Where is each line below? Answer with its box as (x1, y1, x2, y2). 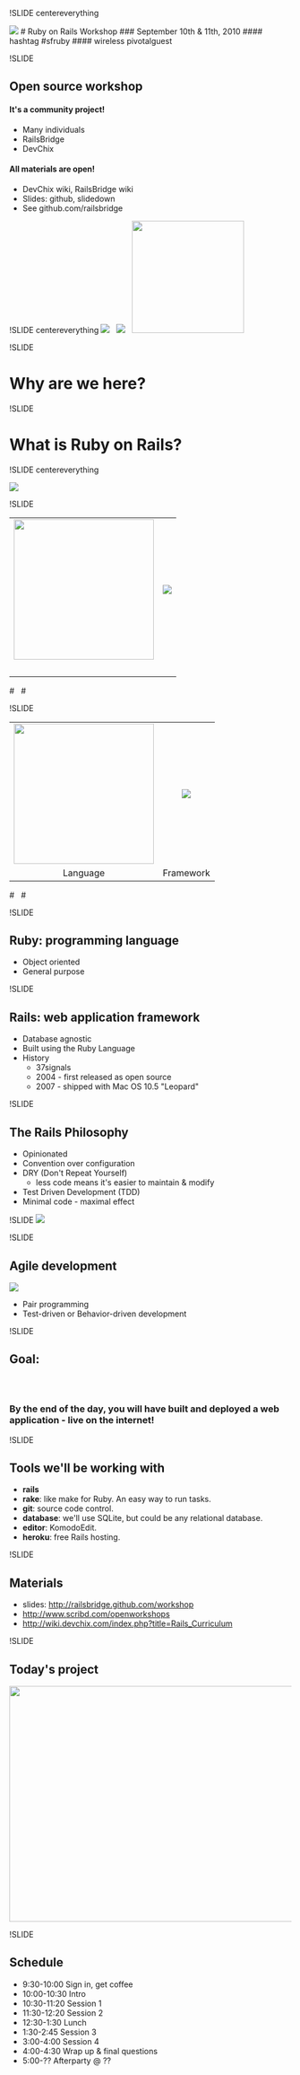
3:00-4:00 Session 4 (21, 2035, 100, 2046)
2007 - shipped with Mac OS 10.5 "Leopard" (35, 1081, 200, 1092)
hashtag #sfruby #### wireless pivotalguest (9, 36, 173, 46)
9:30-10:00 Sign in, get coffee (21, 1979, 133, 1990)
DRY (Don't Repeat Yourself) (21, 1167, 128, 1179)
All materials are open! (9, 163, 96, 174)
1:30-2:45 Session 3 (21, 2027, 97, 2037)
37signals (35, 1062, 72, 1073)
